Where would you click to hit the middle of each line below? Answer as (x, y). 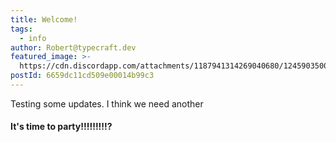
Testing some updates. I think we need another (107, 103)
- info (33, 38)
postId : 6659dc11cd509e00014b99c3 (82, 76)
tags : (21, 29)
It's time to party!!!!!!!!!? (61, 127)
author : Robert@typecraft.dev (73, 47)
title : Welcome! (44, 19)
